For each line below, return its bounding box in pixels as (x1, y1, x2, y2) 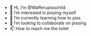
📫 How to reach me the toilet (9, 26, 69, 31)
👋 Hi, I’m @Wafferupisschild (9, 5, 66, 10)
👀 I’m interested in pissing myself (9, 10, 76, 16)
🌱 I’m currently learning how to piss (9, 15, 81, 20)
